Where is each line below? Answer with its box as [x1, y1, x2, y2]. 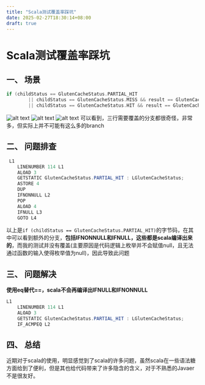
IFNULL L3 [17, 209, 43, 215]
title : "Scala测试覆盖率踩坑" [6, 9, 77, 15]
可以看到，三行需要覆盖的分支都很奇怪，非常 [80, 114, 193, 121]
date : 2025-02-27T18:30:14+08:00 [6, 15, 92, 21]
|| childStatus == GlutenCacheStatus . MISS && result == [28, 97, 173, 103]
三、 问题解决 [6, 269, 57, 279]
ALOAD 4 [17, 203, 37, 209]
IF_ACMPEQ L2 [17, 321, 51, 327]
